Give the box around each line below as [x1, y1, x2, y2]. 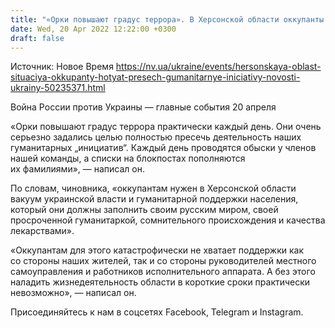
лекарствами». [10, 225, 75, 237]
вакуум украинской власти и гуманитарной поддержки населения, [10, 193, 299, 205]
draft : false [10, 33, 65, 43]
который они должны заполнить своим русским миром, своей [10, 204, 279, 216]
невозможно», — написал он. [10, 287, 137, 299]
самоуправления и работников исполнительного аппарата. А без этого [10, 266, 316, 278]
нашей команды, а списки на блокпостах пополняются [10, 152, 246, 165]
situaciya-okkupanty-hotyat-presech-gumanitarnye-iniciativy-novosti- [10, 71, 301, 83]
